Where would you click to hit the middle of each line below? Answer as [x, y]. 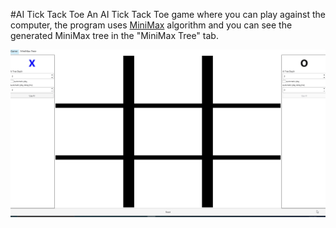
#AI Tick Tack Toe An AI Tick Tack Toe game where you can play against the [168, 14]
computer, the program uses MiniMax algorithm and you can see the [151, 25]
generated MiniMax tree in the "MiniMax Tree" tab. [114, 35]
